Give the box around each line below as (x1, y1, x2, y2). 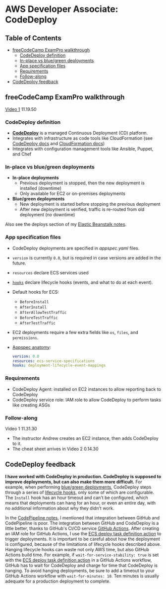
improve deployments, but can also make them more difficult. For (5, 479, 143, 485)
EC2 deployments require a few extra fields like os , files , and (12, 329, 139, 335)
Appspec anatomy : (12, 344, 51, 350)
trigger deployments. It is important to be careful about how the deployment (5, 536, 160, 542)
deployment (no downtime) (19, 212, 75, 218)
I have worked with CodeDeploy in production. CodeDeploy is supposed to (5, 473, 162, 479)
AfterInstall (19, 305, 47, 310)
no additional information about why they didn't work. (5, 505, 114, 511)
